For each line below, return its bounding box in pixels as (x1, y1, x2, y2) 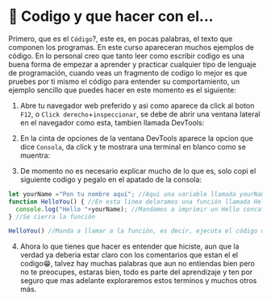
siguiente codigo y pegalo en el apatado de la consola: (19, 175, 202, 184)
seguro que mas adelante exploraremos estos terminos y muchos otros (19, 276, 257, 286)
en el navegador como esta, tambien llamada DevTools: (19, 117, 205, 127)
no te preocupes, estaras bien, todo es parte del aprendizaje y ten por (19, 267, 253, 277)
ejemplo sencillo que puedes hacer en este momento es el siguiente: (8, 84, 236, 95)
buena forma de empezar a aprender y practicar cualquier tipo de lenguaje (8, 60, 256, 69)
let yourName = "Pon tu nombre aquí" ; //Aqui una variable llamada (8, 190, 236, 198)
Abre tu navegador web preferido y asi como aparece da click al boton (19, 101, 255, 110)
